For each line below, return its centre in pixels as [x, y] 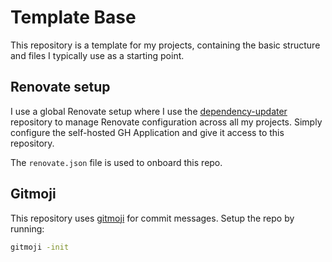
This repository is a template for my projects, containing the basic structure [165, 45]
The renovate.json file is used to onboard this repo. [116, 162]
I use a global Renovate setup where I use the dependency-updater [149, 111]
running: [27, 228]
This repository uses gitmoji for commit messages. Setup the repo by [152, 218]
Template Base [73, 17]
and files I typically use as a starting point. [97, 55]
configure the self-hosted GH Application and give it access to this [147, 132]
